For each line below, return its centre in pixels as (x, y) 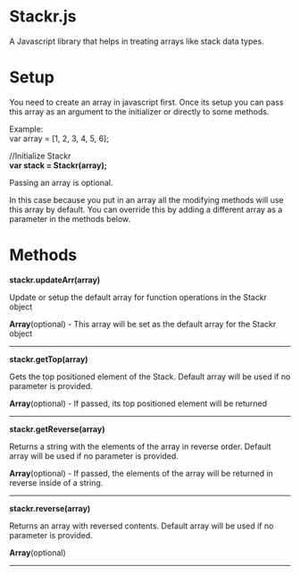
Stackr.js (43, 17)
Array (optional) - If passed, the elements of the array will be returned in (142, 473)
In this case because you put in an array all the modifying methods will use (146, 199)
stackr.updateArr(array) (55, 280)
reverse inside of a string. (56, 482)
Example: (26, 129)
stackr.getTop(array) (49, 359)
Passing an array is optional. (61, 182)
